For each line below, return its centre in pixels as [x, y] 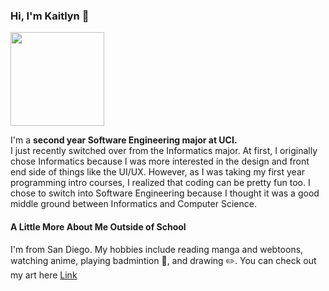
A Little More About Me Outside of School [98, 226]
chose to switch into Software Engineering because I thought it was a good [165, 193]
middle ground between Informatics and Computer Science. [133, 204]
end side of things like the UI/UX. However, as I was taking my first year [158, 172]
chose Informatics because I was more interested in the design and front [160, 161]
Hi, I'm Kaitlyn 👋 [50, 16]
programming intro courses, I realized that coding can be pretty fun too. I [160, 183]
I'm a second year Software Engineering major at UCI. [124, 140]
